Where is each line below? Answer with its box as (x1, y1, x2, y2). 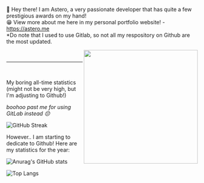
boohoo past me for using (6, 104, 72, 110)
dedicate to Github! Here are (6, 140, 78, 147)
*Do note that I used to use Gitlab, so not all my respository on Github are (6, 32, 190, 39)
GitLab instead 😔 (6, 110, 50, 117)
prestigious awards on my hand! (6, 12, 87, 19)
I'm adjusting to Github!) (6, 91, 67, 99)
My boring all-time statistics (6, 79, 76, 86)
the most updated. (6, 38, 53, 45)
